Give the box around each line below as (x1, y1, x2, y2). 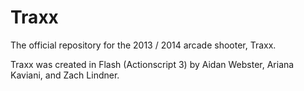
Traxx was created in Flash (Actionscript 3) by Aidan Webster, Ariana (10, 58, 295, 70)
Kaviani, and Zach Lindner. (10, 69, 120, 81)
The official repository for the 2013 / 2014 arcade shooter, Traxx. (10, 39, 277, 51)
